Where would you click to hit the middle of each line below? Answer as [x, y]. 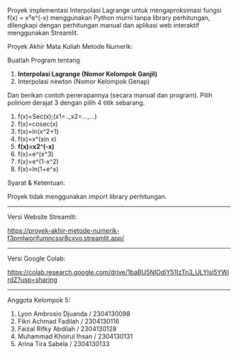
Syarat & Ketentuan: [36, 183]
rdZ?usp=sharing [33, 280]
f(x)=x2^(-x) [36, 147]
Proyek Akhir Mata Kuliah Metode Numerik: [70, 46]
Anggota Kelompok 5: [39, 300]
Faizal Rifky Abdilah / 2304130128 [67, 329]
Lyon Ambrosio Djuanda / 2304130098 [74, 314]
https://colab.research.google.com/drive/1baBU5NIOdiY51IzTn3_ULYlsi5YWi [118, 272]
